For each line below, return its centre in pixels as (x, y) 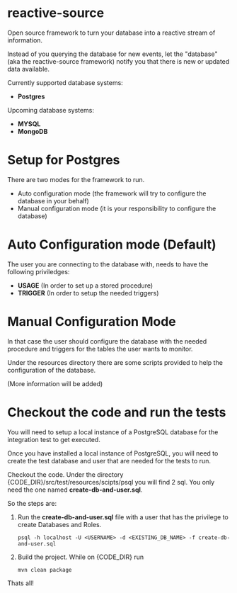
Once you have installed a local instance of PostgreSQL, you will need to (113, 453)
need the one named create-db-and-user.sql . (75, 490)
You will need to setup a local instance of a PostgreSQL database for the (113, 432)
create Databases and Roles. (59, 524)
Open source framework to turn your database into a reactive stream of (111, 33)
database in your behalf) (53, 201)
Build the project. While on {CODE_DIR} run (81, 557)
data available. (28, 69)
